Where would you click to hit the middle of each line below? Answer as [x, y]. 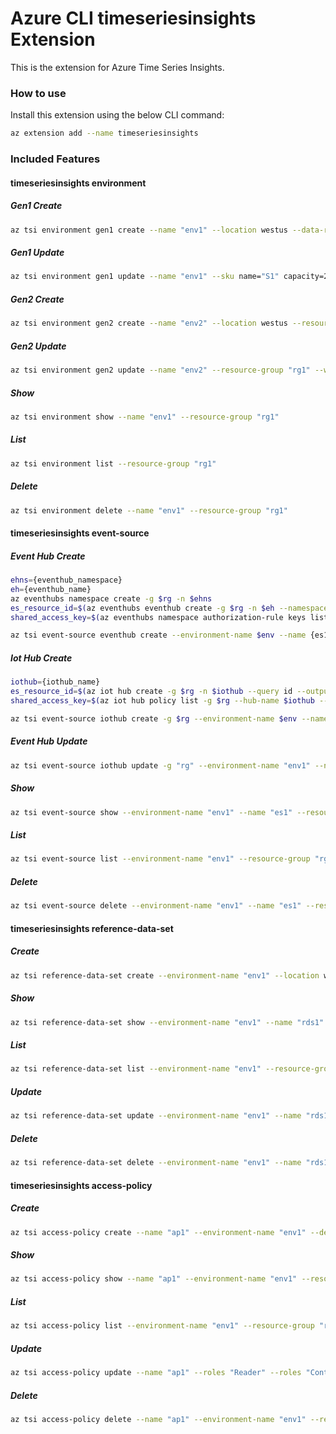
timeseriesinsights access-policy [81, 1185]
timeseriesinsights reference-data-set [92, 928]
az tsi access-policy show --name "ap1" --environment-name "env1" [154, 1279]
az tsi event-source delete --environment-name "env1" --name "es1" [156, 906]
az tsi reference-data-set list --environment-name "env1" [136, 1069]
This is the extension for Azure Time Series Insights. [117, 67]
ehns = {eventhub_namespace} [66, 580]
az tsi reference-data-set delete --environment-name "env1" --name [156, 1163]
